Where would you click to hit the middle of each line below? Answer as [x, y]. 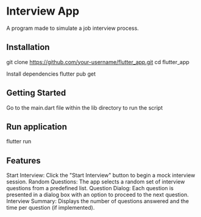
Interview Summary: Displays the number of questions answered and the [98, 201]
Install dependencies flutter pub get [51, 74]
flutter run [19, 141]
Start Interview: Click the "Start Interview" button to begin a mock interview [101, 176]
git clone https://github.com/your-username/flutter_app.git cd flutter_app [98, 62]
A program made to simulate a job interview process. [72, 28]
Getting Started [36, 93]
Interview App [43, 11]
